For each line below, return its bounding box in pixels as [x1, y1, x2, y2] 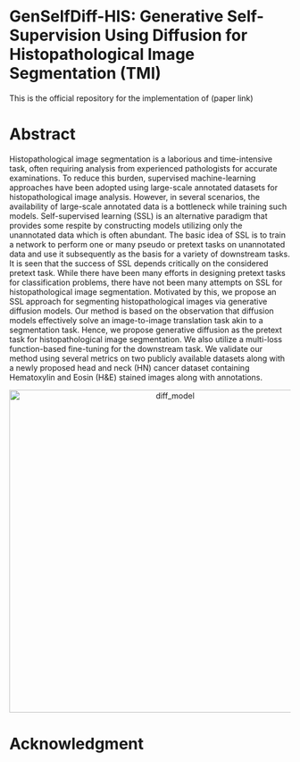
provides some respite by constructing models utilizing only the [9, 220, 243, 230]
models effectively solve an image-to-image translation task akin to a [9, 314, 263, 325]
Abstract [9, 124, 76, 145]
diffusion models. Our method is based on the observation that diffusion [9, 306, 274, 316]
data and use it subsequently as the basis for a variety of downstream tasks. [9, 248, 290, 259]
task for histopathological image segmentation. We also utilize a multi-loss [9, 333, 283, 345]
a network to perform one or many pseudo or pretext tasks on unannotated [9, 239, 286, 249]
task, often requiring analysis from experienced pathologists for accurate [9, 163, 278, 173]
